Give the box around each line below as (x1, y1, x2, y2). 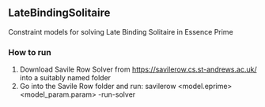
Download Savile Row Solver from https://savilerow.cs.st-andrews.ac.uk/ (19, 65, 257, 74)
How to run (8, 46, 51, 57)
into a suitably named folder (19, 73, 112, 83)
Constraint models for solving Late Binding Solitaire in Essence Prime (8, 27, 233, 36)
